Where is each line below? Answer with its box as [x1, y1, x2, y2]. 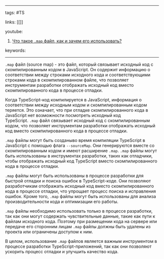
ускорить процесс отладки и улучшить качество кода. [5, 249, 119, 254]
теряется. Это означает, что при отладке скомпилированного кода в [5, 107, 148, 113]
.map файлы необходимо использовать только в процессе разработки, [5, 208, 153, 214]
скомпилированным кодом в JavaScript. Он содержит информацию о [5, 67, 150, 72]
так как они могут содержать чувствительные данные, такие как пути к [5, 213, 155, 219]
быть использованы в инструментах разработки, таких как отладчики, [5, 153, 153, 159]
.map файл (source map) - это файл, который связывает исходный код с [5, 61, 154, 67]
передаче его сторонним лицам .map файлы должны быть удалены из [5, 224, 151, 229]
